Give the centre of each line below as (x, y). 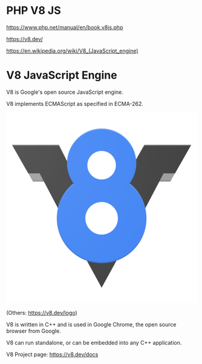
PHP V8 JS (34, 11)
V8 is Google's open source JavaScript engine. (65, 92)
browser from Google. (34, 331)
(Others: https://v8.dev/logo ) (42, 313)
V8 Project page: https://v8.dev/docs (52, 354)
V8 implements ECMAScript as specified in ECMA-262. (75, 104)
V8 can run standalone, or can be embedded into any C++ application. (94, 342)
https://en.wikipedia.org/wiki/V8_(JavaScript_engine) (72, 51)
